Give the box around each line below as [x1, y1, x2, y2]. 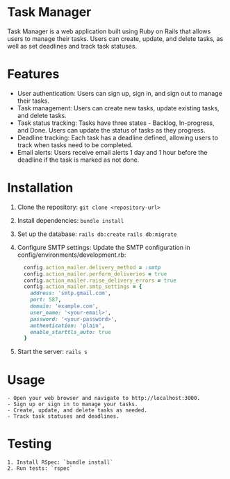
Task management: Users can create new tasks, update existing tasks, [17, 103, 220, 112]
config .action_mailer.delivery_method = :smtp [24, 264, 161, 271]
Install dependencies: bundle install [17, 216, 124, 224]
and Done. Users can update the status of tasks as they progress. [17, 126, 206, 134]
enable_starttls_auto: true [30, 328, 111, 335]
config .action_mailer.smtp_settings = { [24, 283, 142, 290]
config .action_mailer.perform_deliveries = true [24, 270, 167, 278]
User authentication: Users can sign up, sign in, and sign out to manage [17, 89, 222, 97]
